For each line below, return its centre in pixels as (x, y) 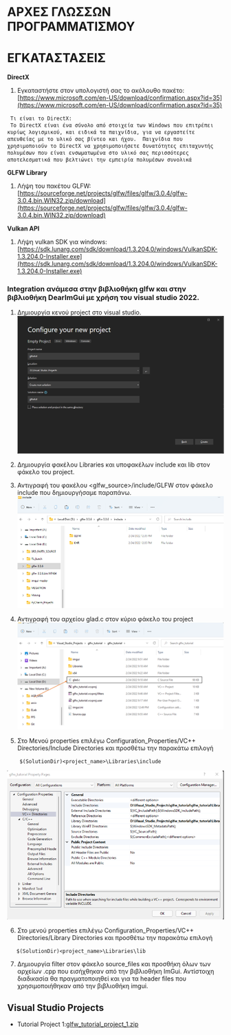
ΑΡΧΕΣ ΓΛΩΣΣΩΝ (59, 12)
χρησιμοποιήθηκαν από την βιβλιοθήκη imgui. (82, 986)
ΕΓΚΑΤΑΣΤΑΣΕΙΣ (57, 58)
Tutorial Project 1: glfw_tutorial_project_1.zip (78, 1024)
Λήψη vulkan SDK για (48, 242)
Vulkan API (23, 228)
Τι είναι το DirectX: (41, 119)
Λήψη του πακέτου (44, 186)
